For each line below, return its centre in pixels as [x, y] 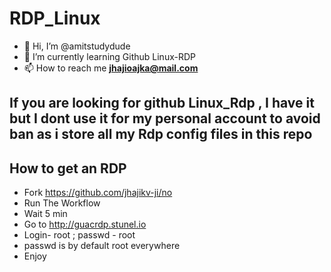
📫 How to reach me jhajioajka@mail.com [111, 68]
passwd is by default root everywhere [102, 246]
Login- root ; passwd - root [79, 235]
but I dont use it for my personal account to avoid [165, 118]
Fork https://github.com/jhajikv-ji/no [98, 193]
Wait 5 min [45, 214]
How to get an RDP [68, 168]
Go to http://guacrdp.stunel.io [85, 224]
